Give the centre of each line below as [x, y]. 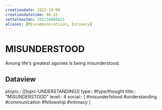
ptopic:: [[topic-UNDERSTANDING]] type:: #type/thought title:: [71, 91]
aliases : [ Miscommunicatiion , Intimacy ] [49, 24]
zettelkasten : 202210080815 [35, 19]
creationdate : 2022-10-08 [33, 10]
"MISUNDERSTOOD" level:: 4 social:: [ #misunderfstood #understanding [81, 97]
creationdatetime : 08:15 [32, 15]
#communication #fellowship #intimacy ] [48, 102]
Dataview [21, 79]
